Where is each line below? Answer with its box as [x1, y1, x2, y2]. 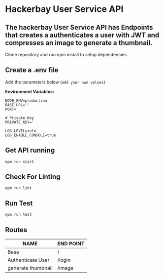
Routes [5, 226, 28, 234]
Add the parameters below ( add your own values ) [5, 79, 105, 85]
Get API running [5, 146, 55, 155]
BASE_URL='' [5, 102, 30, 107]
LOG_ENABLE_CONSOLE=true [5, 132, 56, 138]
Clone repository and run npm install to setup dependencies [5, 52, 127, 57]
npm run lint [5, 186, 32, 191]
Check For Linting [5, 173, 61, 181]
